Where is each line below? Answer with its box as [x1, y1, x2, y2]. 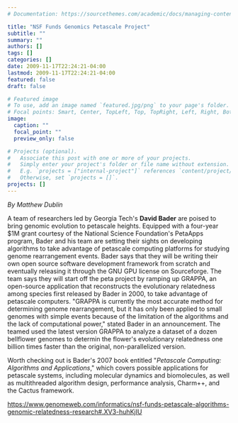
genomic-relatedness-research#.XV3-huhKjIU [7, 407, 142, 416]
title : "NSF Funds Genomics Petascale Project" [7, 23, 151, 31]
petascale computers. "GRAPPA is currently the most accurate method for [7, 297, 223, 305]
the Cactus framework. [7, 386, 74, 395]
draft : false [7, 82, 46, 89]
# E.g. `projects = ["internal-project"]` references [7, 167, 176, 175]
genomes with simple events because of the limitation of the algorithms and [7, 312, 229, 320]
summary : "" [7, 36, 42, 43]
